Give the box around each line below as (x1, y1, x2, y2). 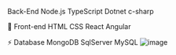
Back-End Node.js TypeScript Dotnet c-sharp (7, 7, 154, 16)
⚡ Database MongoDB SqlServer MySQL (7, 38, 138, 46)
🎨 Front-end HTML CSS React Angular (7, 22, 131, 31)
